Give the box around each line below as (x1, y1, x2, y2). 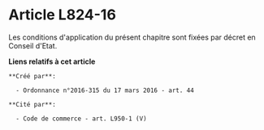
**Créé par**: (8, 72, 57, 80)
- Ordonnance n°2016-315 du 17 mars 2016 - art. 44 (15, 86, 195, 94)
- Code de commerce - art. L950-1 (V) (15, 115, 148, 123)
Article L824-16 (8, 6, 116, 24)
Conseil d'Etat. (8, 40, 58, 50)
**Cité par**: (8, 100, 57, 108)
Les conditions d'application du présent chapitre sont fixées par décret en (8, 32, 256, 42)
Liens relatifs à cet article (8, 57, 96, 66)
